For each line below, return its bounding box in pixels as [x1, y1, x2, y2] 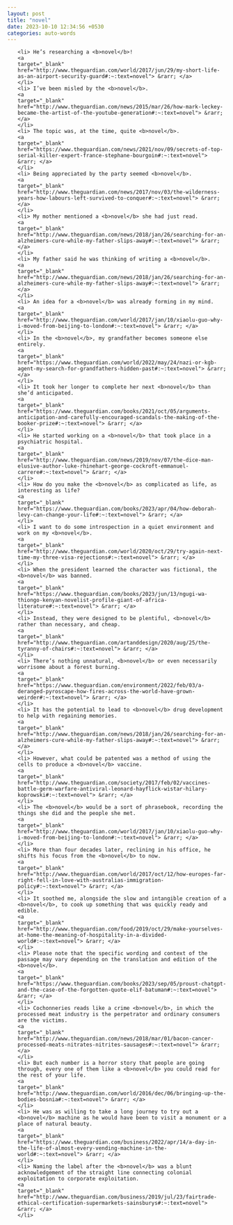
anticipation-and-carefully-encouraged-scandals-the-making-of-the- [17, 414, 220, 421]
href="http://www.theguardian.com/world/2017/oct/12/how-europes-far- [17, 871, 227, 878]
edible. [17, 908, 40, 915]
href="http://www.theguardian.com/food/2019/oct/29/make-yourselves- [17, 926, 224, 933]
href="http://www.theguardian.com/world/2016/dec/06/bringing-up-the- [17, 1090, 227, 1097]
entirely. [17, 341, 47, 348]
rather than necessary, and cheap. [17, 621, 121, 629]
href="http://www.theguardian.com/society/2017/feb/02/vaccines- [17, 780, 211, 787]
